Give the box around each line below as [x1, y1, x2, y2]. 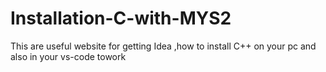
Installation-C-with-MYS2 [10, 7, 232, 30]
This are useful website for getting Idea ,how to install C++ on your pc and [10, 40, 317, 52]
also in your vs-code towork [10, 50, 127, 62]
